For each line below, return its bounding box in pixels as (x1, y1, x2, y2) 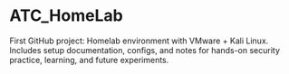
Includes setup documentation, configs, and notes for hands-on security (9, 44, 281, 55)
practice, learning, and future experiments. (9, 54, 169, 65)
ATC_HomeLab (9, 5, 124, 26)
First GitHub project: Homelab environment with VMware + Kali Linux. (9, 35, 269, 46)
